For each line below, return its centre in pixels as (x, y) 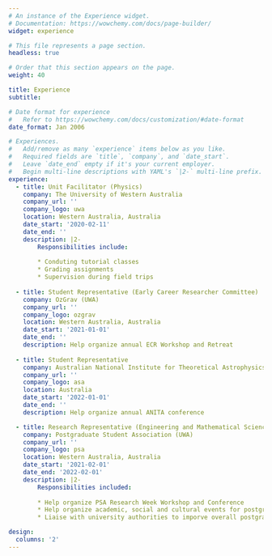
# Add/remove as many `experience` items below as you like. (117, 149)
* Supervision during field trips (96, 277)
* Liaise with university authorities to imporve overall (137, 518)
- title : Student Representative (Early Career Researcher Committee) (137, 292)
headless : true (34, 53)
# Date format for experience (59, 112)
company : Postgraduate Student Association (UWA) (108, 435)
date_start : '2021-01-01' (67, 330)
